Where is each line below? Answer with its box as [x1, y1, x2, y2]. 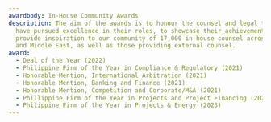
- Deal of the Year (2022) [15, 57, 106, 65]
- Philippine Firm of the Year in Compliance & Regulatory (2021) [15, 64, 244, 72]
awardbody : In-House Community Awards [8, 11, 139, 20]
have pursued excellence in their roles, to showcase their [15, 26, 222, 35]
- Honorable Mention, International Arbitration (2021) [15, 71, 207, 79]
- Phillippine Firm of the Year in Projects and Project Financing [15, 94, 248, 102]
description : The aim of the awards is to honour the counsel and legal [8, 19, 258, 27]
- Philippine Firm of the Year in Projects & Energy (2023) [15, 101, 222, 109]
